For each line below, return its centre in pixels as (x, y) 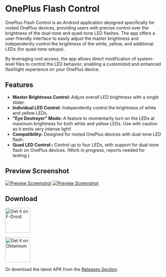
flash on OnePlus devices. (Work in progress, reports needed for (79, 150)
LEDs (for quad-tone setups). (35, 49)
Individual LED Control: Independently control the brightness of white (84, 107)
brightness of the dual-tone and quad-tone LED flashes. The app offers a (80, 33)
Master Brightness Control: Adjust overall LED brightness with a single (85, 97)
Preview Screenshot (37, 171)
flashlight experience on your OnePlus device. (52, 69)
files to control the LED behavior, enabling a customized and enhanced (88, 64)
